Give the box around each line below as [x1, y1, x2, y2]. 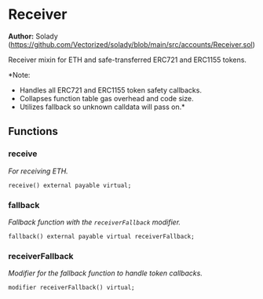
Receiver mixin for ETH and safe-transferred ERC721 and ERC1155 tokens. [8, 55, 247, 64]
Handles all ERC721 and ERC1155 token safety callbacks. [19, 85, 203, 95]
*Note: [8, 70, 31, 79]
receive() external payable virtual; [8, 181, 132, 189]
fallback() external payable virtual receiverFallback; [8, 232, 195, 240]
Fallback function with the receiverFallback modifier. [8, 217, 181, 227]
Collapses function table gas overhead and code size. [19, 93, 194, 103]
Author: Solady [8, 31, 59, 41]
